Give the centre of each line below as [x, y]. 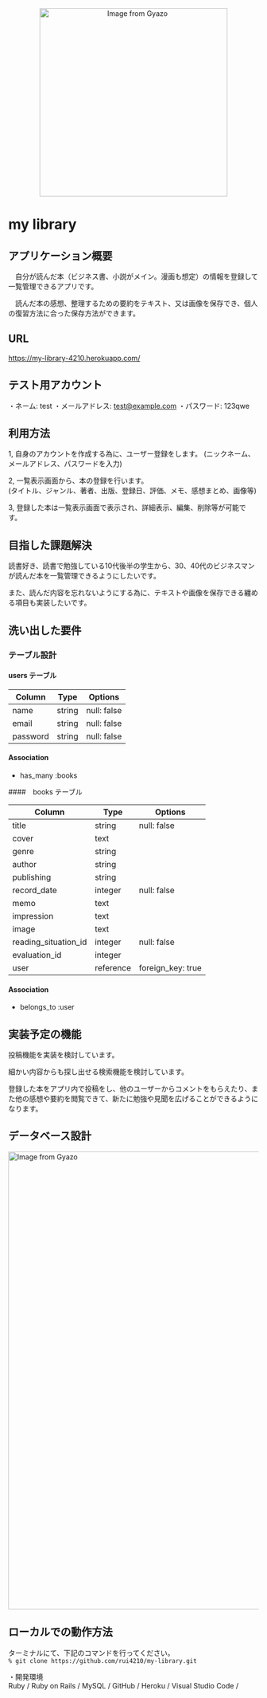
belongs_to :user [47, 1007]
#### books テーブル [45, 791]
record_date [35, 890]
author [25, 864]
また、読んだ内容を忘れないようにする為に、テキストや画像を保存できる [126, 593]
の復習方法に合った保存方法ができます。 [74, 313]
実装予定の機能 [45, 1034]
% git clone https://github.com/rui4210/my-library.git [103, 1661]
